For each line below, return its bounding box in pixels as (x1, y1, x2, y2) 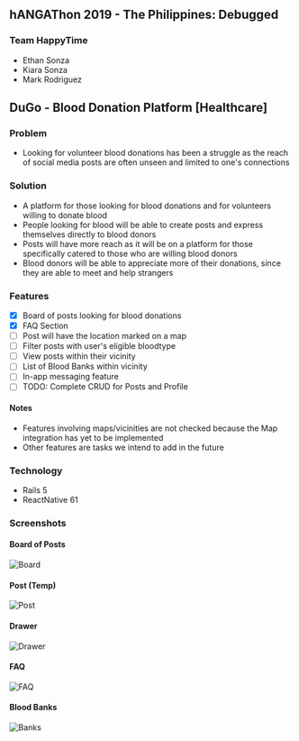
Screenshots (9, 517, 67, 529)
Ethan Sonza (22, 54, 70, 66)
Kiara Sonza (22, 64, 68, 75)
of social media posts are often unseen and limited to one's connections (22, 157, 290, 168)
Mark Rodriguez (22, 74, 83, 85)
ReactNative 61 (22, 494, 78, 505)
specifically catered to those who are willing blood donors (22, 248, 238, 259)
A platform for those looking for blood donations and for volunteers (22, 200, 272, 211)
